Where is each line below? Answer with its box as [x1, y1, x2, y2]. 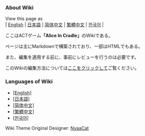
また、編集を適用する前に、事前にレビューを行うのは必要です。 [5, 54, 139, 60]
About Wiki [5, 4, 34, 11]
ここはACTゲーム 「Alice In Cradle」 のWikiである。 [5, 33, 113, 39]
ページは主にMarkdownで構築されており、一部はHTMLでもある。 [5, 43, 143, 49]
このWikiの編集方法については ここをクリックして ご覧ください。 [5, 65, 139, 71]
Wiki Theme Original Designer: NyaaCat [5, 125, 89, 131]
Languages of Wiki [5, 78, 53, 85]
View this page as [5, 16, 43, 22]
